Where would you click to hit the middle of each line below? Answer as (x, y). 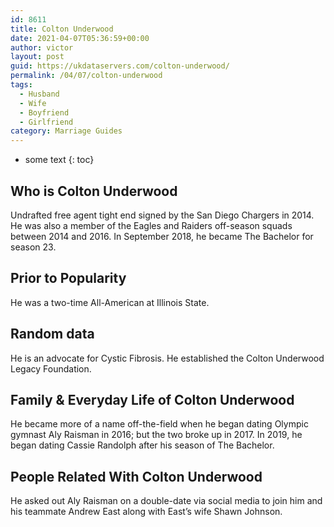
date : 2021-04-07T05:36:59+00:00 (80, 38)
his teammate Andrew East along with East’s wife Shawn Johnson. (146, 512)
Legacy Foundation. (51, 368)
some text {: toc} (59, 160)
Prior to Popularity (68, 278)
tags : (21, 85)
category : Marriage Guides (66, 131)
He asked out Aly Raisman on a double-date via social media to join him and (166, 501)
